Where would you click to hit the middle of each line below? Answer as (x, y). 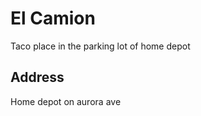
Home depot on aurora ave (66, 101)
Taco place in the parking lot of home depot (100, 46)
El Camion (53, 18)
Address (37, 77)
